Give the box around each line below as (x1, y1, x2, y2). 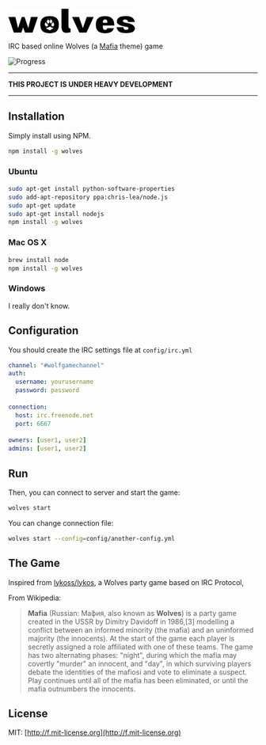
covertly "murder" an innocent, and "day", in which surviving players (27, 659, 252, 668)
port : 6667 (15, 420, 51, 428)
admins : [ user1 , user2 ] (8, 445, 87, 453)
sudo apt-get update (8, 201, 77, 210)
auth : (8, 370, 26, 378)
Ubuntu (8, 165, 38, 177)
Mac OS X (8, 237, 47, 248)
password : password (15, 386, 80, 394)
